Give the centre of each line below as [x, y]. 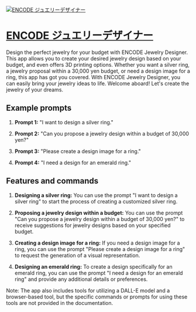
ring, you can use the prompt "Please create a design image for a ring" [100, 249]
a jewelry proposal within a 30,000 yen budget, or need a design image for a [98, 71]
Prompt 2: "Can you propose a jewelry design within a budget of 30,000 [102, 133]
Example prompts [39, 108]
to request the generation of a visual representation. [77, 255]
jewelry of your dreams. [35, 89]
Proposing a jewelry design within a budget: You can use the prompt [99, 213]
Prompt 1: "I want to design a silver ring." [64, 122]
